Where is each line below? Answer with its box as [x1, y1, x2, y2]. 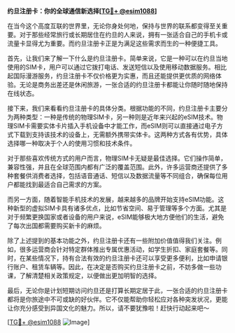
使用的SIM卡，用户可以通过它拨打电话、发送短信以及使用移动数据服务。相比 [7, 63, 227, 71]
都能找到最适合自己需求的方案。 [13, 180, 106, 189]
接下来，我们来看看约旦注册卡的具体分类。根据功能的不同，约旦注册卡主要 [7, 104, 222, 112]
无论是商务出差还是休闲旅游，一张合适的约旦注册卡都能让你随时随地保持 [19, 81, 228, 88]
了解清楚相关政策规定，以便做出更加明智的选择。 [19, 271, 161, 280]
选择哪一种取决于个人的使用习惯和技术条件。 [7, 140, 136, 147]
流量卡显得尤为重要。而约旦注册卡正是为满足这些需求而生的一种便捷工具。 [7, 39, 222, 48]
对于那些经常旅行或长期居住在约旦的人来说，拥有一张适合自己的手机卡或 [19, 31, 228, 39]
